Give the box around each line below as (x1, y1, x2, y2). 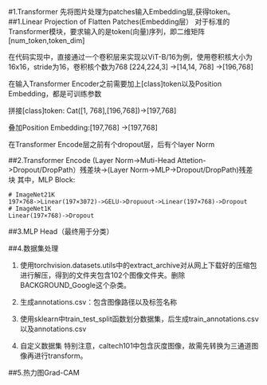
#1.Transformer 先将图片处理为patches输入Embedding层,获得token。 (8, 7, 235, 16)
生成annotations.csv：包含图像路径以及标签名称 (19, 297, 178, 306)
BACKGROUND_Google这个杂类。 (19, 281, 132, 290)
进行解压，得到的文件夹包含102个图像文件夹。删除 (19, 270, 186, 280)
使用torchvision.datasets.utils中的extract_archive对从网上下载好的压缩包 (19, 261, 257, 270)
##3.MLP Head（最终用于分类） (8, 227, 114, 236)
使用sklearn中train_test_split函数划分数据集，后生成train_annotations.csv (19, 314, 259, 324)
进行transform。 (33, 351, 88, 360)
